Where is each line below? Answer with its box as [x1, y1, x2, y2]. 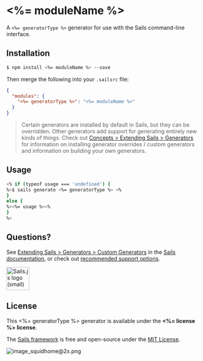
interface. [6, 30, 31, 37]
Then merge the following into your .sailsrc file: [6, 75, 129, 83]
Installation [6, 48, 50, 59]
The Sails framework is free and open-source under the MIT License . [6, 335, 180, 343]
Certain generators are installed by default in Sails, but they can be [21, 121, 190, 128]
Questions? [6, 232, 51, 242]
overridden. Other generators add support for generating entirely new [21, 128, 197, 135]
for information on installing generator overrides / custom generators [21, 141, 195, 147]
